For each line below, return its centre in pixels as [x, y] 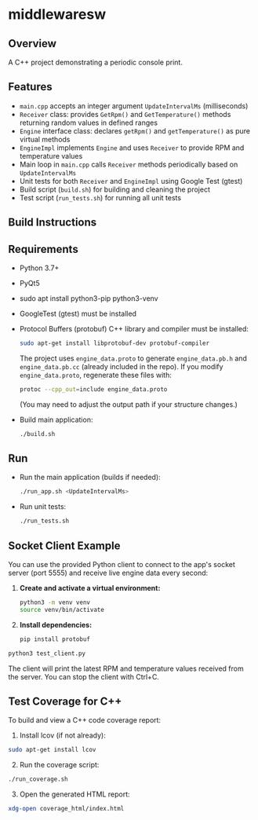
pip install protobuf [55, 639]
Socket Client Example [64, 545]
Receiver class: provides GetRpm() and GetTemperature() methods [125, 114]
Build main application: [56, 419]
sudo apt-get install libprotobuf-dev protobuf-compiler [114, 343]
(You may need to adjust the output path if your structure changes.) [128, 404]
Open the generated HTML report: [75, 794]
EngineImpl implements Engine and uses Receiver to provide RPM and [132, 148]
